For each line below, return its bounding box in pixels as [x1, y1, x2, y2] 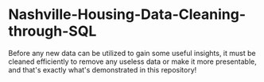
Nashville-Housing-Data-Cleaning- [8, 6, 247, 24]
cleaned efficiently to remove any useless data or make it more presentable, [8, 57, 257, 66]
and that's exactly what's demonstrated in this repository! [8, 65, 197, 74]
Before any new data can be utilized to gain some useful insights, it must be [8, 48, 256, 58]
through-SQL [8, 22, 97, 40]
